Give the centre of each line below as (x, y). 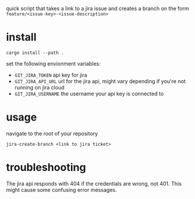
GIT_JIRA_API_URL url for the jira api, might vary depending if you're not (100, 81)
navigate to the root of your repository (52, 133)
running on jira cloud (40, 87)
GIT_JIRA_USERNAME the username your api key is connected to (89, 94)
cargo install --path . (35, 53)
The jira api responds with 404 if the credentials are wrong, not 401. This (94, 183)
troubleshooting (46, 168)
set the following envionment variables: (53, 63)
